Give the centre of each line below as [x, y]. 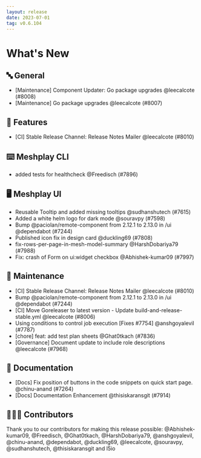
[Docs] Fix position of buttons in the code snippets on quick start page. [104, 383]
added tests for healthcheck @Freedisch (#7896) [76, 174]
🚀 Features [27, 122]
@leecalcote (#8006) [69, 316]
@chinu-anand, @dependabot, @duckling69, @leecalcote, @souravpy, [95, 442]
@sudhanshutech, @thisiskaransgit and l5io [61, 449]
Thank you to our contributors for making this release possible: [85, 429]
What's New [38, 53]
